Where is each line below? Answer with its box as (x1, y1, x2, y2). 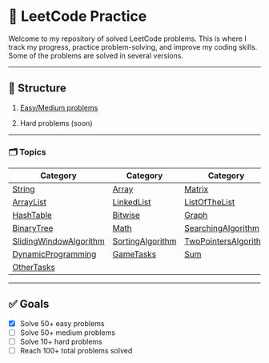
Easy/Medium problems (19, 103, 98, 112)
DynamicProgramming (12, 248, 97, 260)
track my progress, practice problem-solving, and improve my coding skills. (8, 42, 258, 51)
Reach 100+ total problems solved (19, 346, 133, 356)
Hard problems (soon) (19, 118, 93, 127)
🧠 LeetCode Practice (8, 7, 147, 26)
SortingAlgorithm (112, 236, 177, 247)
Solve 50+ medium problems (19, 328, 116, 337)
